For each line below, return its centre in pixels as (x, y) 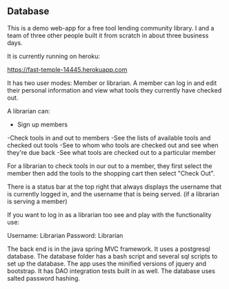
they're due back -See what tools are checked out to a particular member (111, 152)
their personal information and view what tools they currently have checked (114, 90)
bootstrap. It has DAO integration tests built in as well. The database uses (111, 271)
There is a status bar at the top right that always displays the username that (114, 187)
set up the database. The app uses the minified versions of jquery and (107, 263)
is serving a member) (37, 201)
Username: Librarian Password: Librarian (65, 235)
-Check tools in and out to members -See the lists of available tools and (109, 138)
